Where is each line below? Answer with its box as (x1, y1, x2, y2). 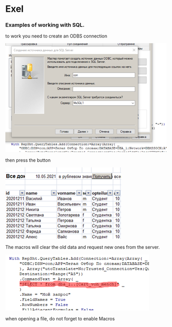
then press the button (5, 157, 51, 163)
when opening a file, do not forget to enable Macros (5, 316, 115, 322)
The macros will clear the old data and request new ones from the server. (5, 244, 160, 251)
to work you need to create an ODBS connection (5, 33, 107, 39)
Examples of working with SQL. (5, 22, 85, 29)
